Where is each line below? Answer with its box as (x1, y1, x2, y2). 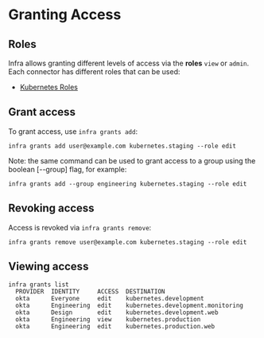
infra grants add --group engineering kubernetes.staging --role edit (8, 179, 247, 188)
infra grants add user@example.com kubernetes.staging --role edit (8, 142, 237, 150)
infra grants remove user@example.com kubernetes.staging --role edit (8, 238, 247, 246)
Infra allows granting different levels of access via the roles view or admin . (8, 58, 250, 68)
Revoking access (8, 202, 95, 215)
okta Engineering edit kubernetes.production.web (15, 323, 215, 331)
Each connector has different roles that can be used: (8, 67, 181, 77)
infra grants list (8, 281, 69, 289)
